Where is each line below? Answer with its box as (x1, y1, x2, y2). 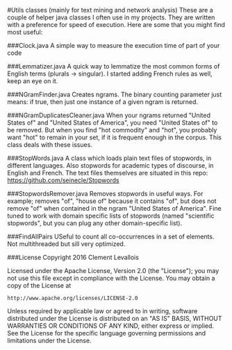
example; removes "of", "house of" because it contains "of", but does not (7, 197, 217, 205)
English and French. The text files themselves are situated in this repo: (7, 169, 208, 177)
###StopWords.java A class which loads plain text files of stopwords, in (7, 154, 212, 162)
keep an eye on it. (7, 77, 58, 85)
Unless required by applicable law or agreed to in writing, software (7, 307, 198, 315)
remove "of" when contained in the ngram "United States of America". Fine (7, 204, 222, 212)
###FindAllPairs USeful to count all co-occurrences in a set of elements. (7, 232, 215, 240)
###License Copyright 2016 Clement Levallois (7, 253, 139, 261)
